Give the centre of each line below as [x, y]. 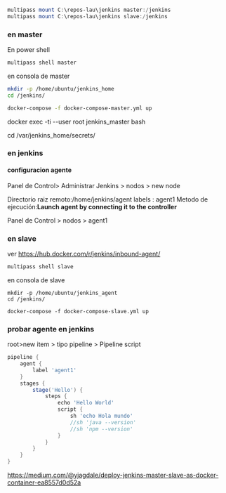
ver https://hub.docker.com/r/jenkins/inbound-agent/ [84, 254]
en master [25, 34]
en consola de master [39, 76]
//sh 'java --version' [103, 422]
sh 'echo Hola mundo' [101, 416]
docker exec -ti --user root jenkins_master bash [77, 121]
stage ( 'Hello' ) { [58, 390]
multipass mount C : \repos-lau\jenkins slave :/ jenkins [88, 16]
